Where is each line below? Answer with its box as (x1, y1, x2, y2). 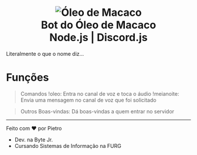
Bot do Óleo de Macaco (40, 18, 157, 32)
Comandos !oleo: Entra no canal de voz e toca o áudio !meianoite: (20, 90, 180, 97)
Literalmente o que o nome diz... (6, 50, 84, 57)
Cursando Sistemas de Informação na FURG (14, 142, 121, 149)
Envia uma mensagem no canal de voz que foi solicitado (20, 96, 157, 103)
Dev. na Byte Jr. (14, 136, 53, 143)
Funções (6, 71, 49, 85)
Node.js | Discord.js (49, 31, 148, 44)
